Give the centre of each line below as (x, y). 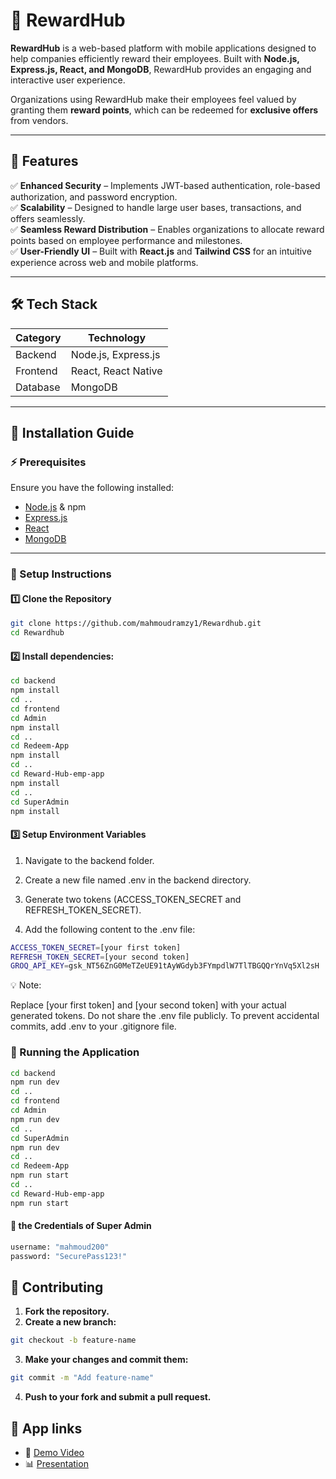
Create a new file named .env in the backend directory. (138, 880)
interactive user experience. (68, 80)
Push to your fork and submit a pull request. (118, 1397)
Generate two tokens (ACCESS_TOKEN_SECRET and (133, 899)
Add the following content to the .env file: (110, 929)
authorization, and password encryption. (94, 196)
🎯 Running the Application (75, 1052)
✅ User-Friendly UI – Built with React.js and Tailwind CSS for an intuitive (161, 251)
